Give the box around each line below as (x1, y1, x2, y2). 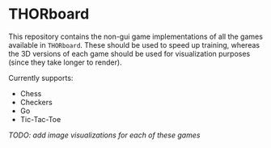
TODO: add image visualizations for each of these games (8, 130, 201, 140)
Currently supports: (8, 73, 74, 82)
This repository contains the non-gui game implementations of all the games (8, 32, 263, 41)
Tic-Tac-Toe (19, 114, 61, 124)
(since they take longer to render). (8, 57, 123, 67)
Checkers (19, 97, 53, 107)
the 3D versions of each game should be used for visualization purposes (8, 49, 251, 58)
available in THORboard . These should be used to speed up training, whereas (8, 40, 260, 49)
